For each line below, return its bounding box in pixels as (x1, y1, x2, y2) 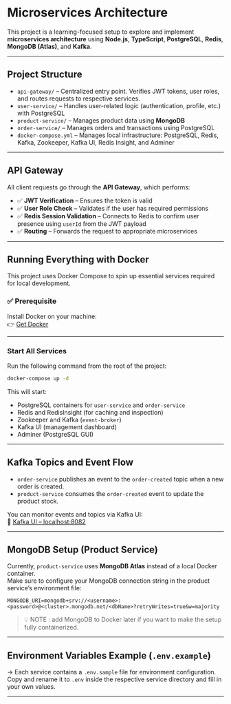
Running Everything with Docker (7, 253, 149, 265)
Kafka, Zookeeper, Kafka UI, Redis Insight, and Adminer (16, 138, 175, 146)
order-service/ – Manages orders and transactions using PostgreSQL (16, 123, 215, 132)
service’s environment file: (7, 584, 82, 592)
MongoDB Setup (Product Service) (7, 544, 158, 556)
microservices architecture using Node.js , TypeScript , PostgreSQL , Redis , (7, 34, 223, 43)
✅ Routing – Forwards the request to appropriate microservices (16, 227, 198, 235)
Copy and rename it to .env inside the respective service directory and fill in (7, 675, 222, 683)
